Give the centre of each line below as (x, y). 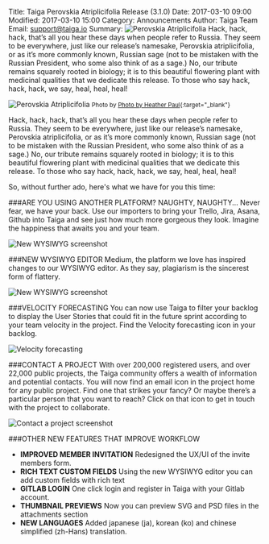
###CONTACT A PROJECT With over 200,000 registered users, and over (130, 365)
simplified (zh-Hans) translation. (73, 532)
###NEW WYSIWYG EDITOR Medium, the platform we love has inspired (127, 260)
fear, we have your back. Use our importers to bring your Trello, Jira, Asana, (134, 211)
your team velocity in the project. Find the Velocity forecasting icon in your (132, 325)
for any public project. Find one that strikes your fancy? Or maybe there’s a (132, 390)
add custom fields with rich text (72, 480)
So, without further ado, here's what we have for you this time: (112, 187)
